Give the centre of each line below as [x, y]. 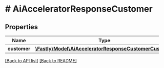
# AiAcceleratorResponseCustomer [79, 9]
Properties [21, 27]
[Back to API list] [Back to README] [41, 61]
